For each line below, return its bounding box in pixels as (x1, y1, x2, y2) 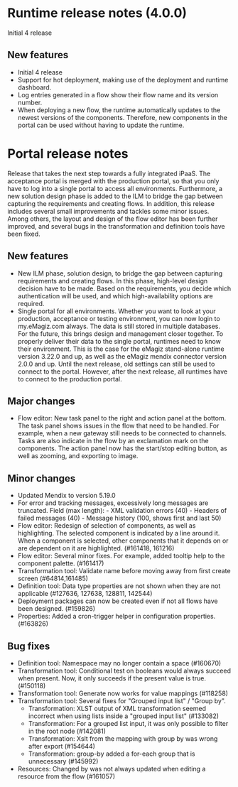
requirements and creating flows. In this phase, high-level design (17, 276, 208, 285)
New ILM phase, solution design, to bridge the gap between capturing (17, 268, 223, 278)
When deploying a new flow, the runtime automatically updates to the (17, 105, 221, 114)
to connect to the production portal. (17, 374, 122, 383)
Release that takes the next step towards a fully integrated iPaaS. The (7, 169, 211, 178)
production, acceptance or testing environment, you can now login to (17, 314, 220, 322)
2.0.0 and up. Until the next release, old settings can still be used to (17, 359, 215, 368)
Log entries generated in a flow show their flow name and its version (17, 90, 219, 99)
